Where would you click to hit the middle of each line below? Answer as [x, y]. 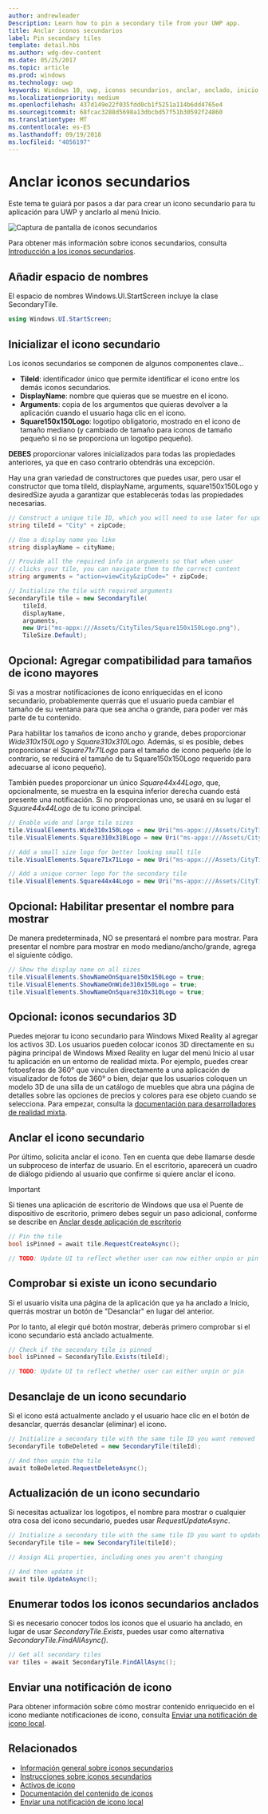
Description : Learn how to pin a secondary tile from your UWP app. [124, 23]
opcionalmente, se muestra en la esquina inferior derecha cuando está [124, 791]
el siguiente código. [41, 955]
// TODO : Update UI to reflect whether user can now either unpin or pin [134, 1258]
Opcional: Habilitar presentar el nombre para [121, 906]
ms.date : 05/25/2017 [43, 61]
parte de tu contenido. [45, 718]
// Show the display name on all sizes [75, 969]
